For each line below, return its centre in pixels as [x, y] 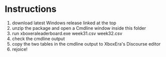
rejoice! [20, 49]
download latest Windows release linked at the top [64, 23]
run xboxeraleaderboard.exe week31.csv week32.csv [67, 33]
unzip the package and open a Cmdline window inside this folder [79, 28]
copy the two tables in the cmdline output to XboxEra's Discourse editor [86, 44]
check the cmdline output [38, 39]
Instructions [31, 9]
